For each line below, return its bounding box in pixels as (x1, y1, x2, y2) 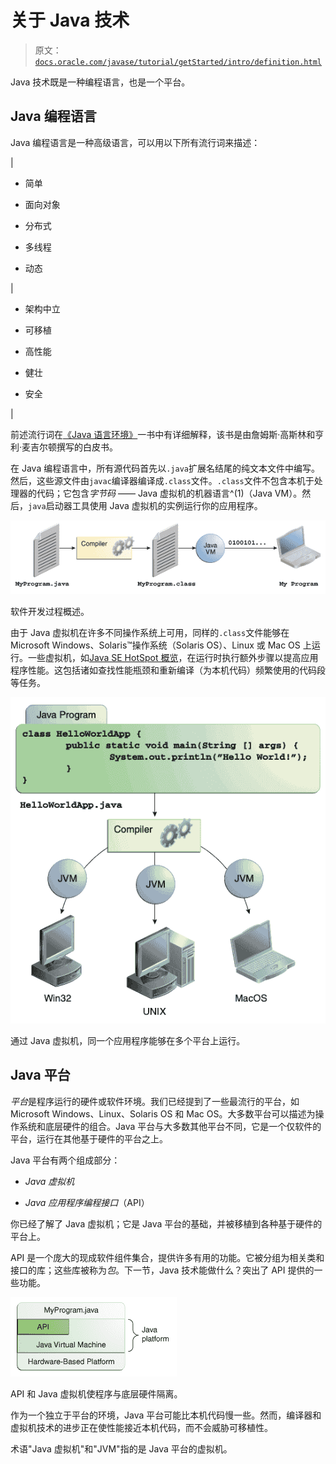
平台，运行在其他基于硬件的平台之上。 (10, 1132, 168, 1145)
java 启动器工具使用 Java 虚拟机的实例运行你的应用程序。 (28, 499, 263, 511)
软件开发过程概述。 (10, 606, 90, 618)
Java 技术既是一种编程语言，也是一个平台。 (10, 76, 191, 88)
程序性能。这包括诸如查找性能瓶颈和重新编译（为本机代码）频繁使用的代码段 (10, 664, 326, 676)
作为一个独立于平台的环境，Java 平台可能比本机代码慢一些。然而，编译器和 (10, 1409, 322, 1421)
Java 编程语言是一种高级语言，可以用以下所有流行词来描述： (10, 136, 261, 148)
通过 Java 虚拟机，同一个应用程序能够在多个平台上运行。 (10, 1034, 246, 1046)
